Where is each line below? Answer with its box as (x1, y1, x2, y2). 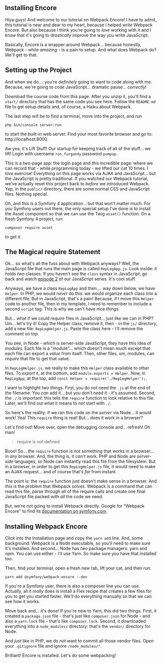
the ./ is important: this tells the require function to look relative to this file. (5, 395, 155, 401)
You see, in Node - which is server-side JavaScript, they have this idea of (5, 340, 151, 346)
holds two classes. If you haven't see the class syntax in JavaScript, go (5, 271, 147, 277)
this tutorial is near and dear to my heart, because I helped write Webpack (5, 22, 153, 28)
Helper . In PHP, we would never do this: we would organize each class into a (5, 291, 157, 296)
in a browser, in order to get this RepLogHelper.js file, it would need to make (5, 464, 156, 469)
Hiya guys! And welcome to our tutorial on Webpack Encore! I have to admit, (5, 16, 157, 22)
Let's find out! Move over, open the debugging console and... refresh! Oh (5, 424, 150, 430)
